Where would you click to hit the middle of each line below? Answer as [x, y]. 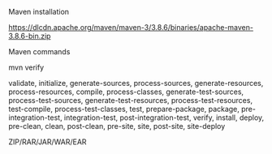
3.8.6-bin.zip [30, 36]
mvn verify [26, 67]
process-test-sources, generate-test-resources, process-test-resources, [131, 100]
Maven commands [39, 51]
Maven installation [39, 12]
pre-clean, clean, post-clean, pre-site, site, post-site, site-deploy [117, 126]
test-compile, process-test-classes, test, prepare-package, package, [124, 109]
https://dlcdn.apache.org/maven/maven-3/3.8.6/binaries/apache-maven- [131, 27]
